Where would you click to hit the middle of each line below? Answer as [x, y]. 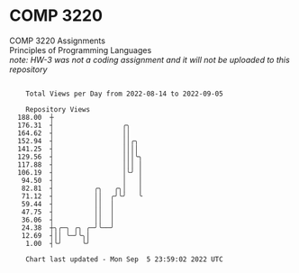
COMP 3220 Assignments [58, 41]
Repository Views [58, 109]
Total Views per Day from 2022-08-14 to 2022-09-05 [124, 94]
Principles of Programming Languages [81, 50]
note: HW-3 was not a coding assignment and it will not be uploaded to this [149, 59]
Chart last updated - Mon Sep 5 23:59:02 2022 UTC [124, 259]
